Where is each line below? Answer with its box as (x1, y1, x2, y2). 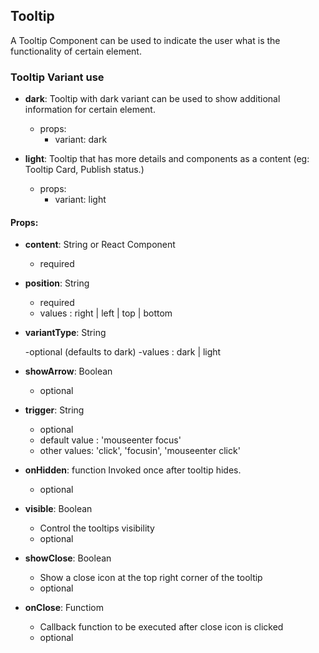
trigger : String (24, 404, 85, 416)
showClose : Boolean (24, 552, 112, 564)
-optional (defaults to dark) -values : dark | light (24, 346, 222, 358)
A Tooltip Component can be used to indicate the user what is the (10, 34, 281, 46)
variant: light (54, 194, 107, 206)
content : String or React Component (24, 239, 176, 251)
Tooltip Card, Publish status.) (24, 164, 145, 176)
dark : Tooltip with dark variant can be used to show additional (24, 93, 281, 105)
